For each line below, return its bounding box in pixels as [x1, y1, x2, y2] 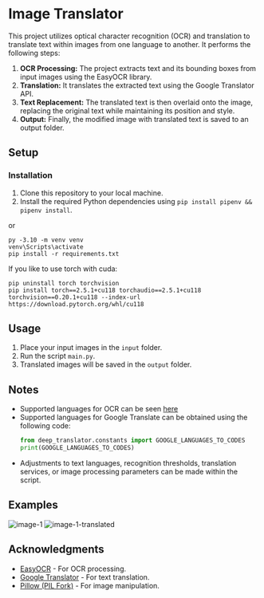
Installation [8, 170, 53, 181]
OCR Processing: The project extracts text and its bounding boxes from [19, 63, 257, 73]
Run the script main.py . [19, 352, 96, 361]
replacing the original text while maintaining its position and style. [19, 105, 235, 116]
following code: [19, 421, 71, 431]
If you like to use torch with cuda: [8, 264, 118, 273]
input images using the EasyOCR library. [19, 72, 152, 81]
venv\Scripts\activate [8, 242, 84, 251]
